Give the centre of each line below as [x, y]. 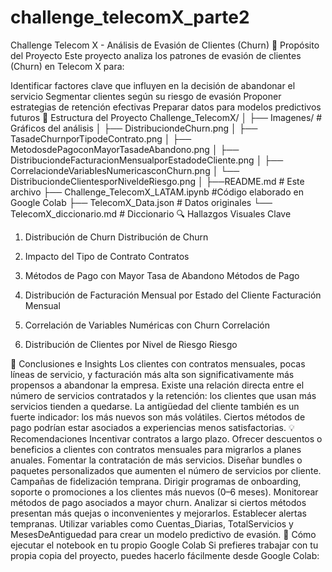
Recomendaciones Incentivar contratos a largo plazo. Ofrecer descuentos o [166, 438]
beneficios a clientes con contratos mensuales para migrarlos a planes [156, 449]
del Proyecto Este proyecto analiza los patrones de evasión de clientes [156, 55]
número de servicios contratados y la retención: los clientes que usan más [163, 395]
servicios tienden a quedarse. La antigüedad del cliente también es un [155, 406]
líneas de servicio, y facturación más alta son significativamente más [152, 374]
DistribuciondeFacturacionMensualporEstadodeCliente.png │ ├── [147, 160]
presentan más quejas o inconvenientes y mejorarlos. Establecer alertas [158, 513]
